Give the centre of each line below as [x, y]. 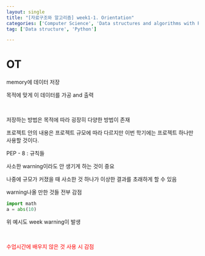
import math [21, 204]
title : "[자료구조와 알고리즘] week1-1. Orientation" [70, 18]
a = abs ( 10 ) [21, 210]
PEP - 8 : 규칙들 [25, 154]
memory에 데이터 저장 [33, 82]
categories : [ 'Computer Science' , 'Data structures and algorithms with [101, 23]
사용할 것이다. [23, 140]
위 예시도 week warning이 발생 [44, 222]
